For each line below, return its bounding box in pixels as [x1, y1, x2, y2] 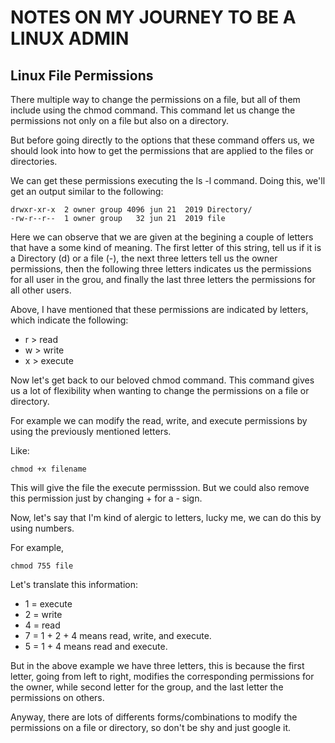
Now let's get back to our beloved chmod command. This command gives [10, 374, 315, 386]
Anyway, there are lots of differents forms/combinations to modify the [10, 711, 298, 723]
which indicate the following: [10, 314, 129, 326]
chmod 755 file [10, 561, 74, 571]
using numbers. [10, 522, 75, 534]
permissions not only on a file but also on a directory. [10, 115, 230, 126]
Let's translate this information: [10, 579, 139, 590]
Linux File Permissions [10, 67, 154, 84]
